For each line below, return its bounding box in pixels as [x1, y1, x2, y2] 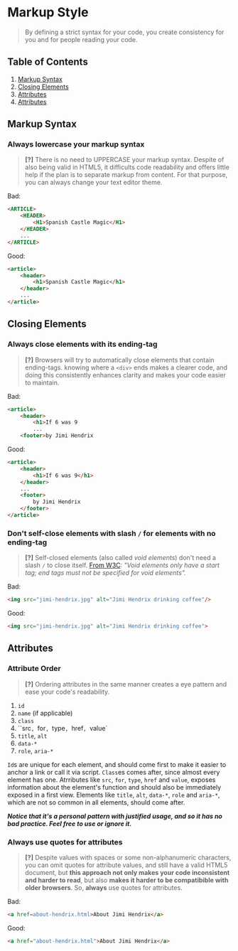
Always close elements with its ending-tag [7, 339, 158, 349]
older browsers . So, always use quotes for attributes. [24, 883, 183, 892]
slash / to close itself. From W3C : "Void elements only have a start [24, 561, 220, 569]
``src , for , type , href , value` [17, 724, 108, 732]
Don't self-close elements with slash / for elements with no [7, 528, 216, 538]
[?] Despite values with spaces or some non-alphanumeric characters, [24, 853, 232, 861]
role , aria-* [17, 746, 54, 755]
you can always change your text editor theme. [24, 178, 163, 187]
